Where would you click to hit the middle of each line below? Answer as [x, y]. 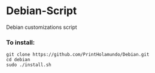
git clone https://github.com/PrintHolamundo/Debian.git [78, 55]
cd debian [18, 60]
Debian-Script [41, 11]
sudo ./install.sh [29, 65]
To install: [21, 42]
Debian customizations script [42, 27]
